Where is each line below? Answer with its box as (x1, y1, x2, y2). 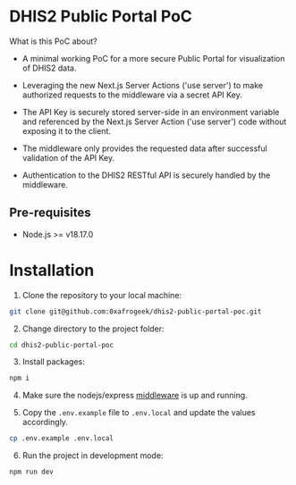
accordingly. (21, 417, 69, 428)
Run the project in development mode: (21, 450, 164, 461)
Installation (9, 260, 95, 280)
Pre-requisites (9, 205, 91, 221)
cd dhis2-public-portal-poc (9, 340, 114, 349)
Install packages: (21, 356, 85, 367)
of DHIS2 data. (21, 63, 78, 73)
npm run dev (9, 467, 54, 477)
